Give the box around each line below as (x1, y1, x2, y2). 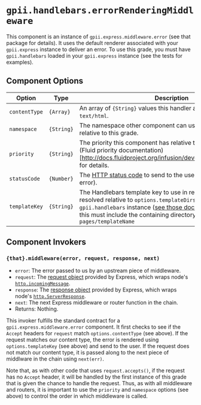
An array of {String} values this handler (79, 104, 191, 112)
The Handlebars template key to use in (79, 188, 188, 196)
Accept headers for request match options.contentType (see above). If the (6, 330, 188, 337)
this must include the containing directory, (79, 210, 198, 219)
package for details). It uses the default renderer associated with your (6, 39, 178, 46)
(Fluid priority (79, 146, 118, 154)
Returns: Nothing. (14, 305, 59, 312)
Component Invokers (6, 237, 87, 248)
